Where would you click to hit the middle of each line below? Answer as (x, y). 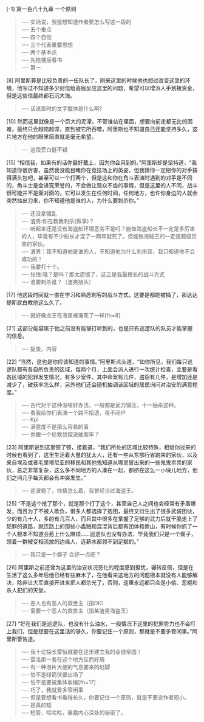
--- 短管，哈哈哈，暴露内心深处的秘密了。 (73, 713)
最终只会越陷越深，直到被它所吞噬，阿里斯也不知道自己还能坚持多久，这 (107, 129)
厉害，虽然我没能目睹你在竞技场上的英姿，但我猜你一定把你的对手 (110, 170)
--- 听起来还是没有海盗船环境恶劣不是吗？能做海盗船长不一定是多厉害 (108, 229)
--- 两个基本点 (39, 52)
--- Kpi (30, 419)
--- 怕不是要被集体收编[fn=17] (58, 682)
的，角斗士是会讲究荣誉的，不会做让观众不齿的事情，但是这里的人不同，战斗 (102, 185)
